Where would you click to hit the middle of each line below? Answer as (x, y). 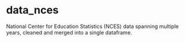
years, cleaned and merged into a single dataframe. (69, 32)
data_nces (33, 10)
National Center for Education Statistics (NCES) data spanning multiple (92, 26)
